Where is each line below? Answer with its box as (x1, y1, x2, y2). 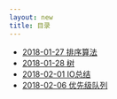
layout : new (9, 12, 53, 22)
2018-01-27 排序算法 (21, 46, 97, 57)
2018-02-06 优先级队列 (21, 80, 108, 90)
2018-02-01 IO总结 (21, 68, 91, 80)
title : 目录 (9, 21, 51, 30)
